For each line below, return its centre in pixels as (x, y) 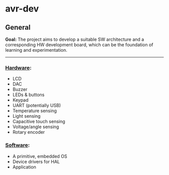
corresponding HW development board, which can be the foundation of (79, 45)
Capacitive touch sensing (39, 122)
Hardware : (18, 67)
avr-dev (22, 9)
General (18, 27)
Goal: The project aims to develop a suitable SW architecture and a (75, 39)
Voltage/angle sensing (36, 127)
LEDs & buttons (28, 95)
